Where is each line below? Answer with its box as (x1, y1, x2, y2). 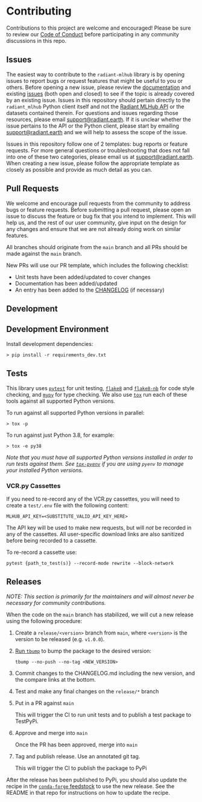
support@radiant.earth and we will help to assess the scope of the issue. (6, 128, 188, 135)
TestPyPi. (14, 717, 39, 725)
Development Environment (6, 324, 109, 334)
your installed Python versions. (6, 466, 83, 474)
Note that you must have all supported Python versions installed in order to (6, 454, 193, 461)
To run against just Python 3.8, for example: (6, 431, 115, 438)
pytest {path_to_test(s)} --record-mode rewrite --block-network (6, 560, 174, 566)
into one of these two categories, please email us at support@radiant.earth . (6, 153, 194, 160)
